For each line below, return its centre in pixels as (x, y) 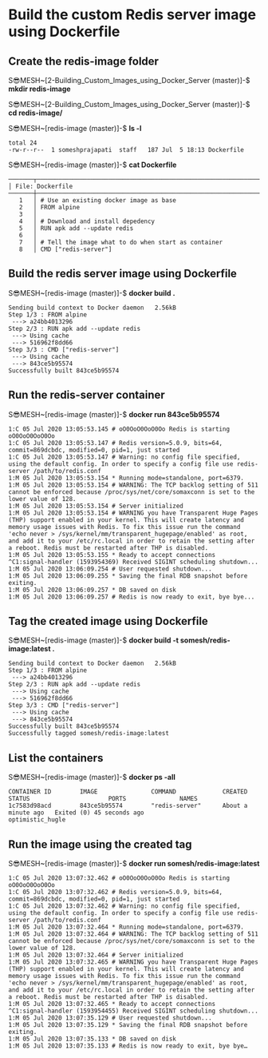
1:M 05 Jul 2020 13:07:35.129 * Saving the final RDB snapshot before (128, 1025)
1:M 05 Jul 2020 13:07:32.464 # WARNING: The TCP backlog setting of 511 (134, 934)
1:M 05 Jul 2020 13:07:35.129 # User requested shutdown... (110, 1018)
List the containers (56, 758)
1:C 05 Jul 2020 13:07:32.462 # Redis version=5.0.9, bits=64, (116, 893)
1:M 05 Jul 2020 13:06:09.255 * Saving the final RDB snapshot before (128, 576)
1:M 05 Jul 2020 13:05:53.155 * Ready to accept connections (112, 555)
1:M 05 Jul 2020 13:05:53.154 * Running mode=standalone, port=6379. (126, 478)
